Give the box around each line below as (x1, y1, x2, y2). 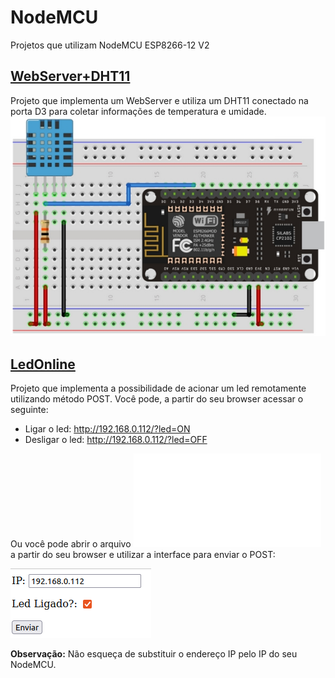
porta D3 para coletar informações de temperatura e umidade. (10, 105, 267, 117)
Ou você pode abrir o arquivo (10, 538, 132, 550)
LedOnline (10, 356, 76, 373)
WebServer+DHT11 (10, 68, 131, 85)
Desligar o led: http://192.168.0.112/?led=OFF (24, 434, 208, 446)
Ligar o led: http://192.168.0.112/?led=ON (24, 423, 191, 435)
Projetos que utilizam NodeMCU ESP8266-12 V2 (10, 39, 210, 51)
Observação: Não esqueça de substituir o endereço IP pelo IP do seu (10, 648, 298, 660)
